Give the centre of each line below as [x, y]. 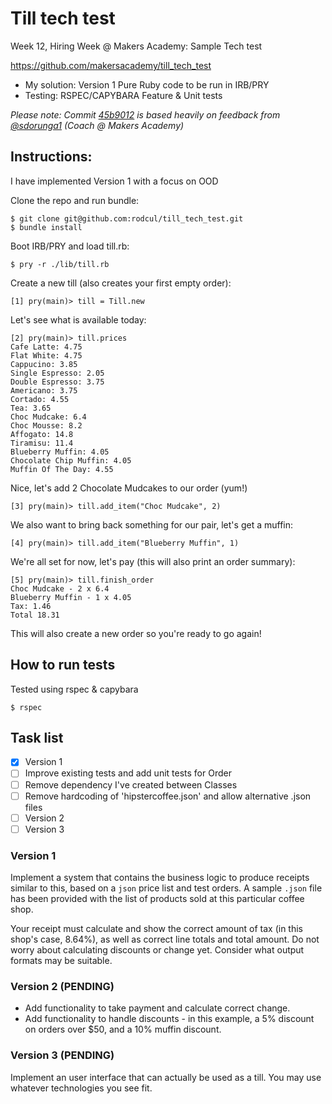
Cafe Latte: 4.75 [46, 347]
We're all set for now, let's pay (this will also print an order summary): [153, 561]
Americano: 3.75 [44, 390]
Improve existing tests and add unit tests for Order [128, 773]
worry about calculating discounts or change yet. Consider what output [157, 950]
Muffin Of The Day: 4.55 [62, 469]
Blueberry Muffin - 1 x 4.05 [71, 597]
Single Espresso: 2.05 [57, 373]
